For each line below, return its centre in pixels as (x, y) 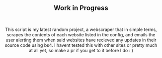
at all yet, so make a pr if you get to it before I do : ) (81, 50)
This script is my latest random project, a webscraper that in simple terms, (81, 29)
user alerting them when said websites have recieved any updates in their (81, 40)
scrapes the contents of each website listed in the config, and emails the (81, 34)
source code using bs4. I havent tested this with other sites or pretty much (81, 45)
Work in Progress (81, 8)
